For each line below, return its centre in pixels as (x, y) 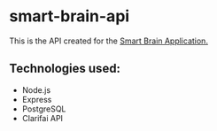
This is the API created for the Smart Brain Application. (108, 41)
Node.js (36, 89)
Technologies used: (65, 69)
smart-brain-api (70, 16)
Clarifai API (43, 118)
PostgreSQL (44, 109)
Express (37, 99)
